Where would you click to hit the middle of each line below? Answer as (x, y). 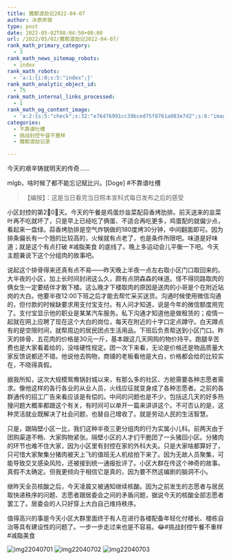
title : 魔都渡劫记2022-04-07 (46, 13)
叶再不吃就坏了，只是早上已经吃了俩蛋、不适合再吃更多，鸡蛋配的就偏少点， (115, 221)
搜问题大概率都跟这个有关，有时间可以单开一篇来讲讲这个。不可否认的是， (112, 406)
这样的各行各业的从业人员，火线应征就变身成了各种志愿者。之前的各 (127, 388)
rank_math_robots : (33, 71)
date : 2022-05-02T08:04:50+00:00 (55, 33)
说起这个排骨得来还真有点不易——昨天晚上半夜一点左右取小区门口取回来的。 (115, 270)
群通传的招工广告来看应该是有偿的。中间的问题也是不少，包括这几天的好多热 (115, 397)
